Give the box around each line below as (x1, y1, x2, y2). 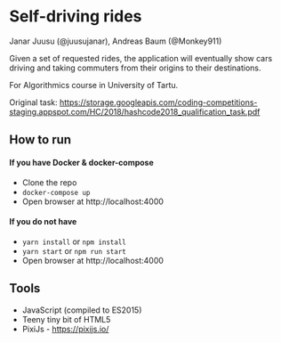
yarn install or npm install (21, 236, 126, 247)
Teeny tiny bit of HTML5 (21, 314, 111, 324)
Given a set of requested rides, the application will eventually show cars (9, 53, 273, 63)
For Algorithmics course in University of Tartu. (9, 79, 179, 90)
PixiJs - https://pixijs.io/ (21, 323, 109, 334)
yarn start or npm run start (21, 245, 127, 256)
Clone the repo (21, 176, 77, 188)
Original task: (9, 96, 58, 108)
